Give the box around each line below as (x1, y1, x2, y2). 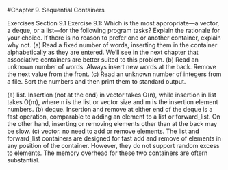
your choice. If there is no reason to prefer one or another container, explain (7, 34, 221, 42)
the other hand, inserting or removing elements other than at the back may (7, 120, 218, 127)
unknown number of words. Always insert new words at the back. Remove (7, 63, 217, 71)
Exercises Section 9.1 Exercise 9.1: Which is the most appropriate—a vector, (7, 19, 220, 27)
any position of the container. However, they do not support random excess (7, 142, 220, 149)
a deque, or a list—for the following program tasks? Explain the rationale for (7, 27, 220, 34)
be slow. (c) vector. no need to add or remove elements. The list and (7, 127, 200, 135)
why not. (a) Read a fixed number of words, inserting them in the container (7, 41, 218, 49)
